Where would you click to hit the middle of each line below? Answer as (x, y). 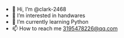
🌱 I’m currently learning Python (50, 22)
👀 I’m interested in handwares (49, 15)
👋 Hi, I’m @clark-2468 (39, 9)
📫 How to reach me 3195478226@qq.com (65, 28)
